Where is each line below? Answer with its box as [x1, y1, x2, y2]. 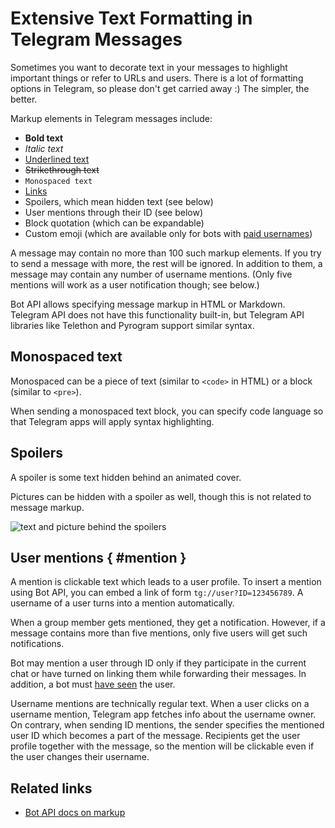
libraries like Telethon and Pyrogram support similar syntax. [10, 319, 255, 331]
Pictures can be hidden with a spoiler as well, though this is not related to [10, 490, 312, 502]
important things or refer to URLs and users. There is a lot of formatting [10, 72, 304, 84]
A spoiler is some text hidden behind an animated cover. [10, 471, 242, 483]
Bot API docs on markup [24, 807, 126, 819]
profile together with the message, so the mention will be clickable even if [10, 740, 315, 752]
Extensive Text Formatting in [10, 7, 253, 30]
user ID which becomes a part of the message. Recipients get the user [10, 730, 301, 742]
